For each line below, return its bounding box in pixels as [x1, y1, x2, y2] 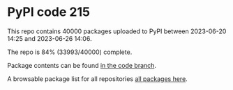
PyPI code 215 [7, 4, 91, 20]
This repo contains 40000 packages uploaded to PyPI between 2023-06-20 [7, 27, 227, 35]
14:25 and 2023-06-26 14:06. [7, 34, 92, 42]
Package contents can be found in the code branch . [7, 61, 157, 69]
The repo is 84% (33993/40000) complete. [7, 48, 133, 56]
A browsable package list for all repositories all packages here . [7, 74, 188, 83]
